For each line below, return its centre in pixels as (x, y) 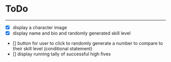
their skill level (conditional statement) (52, 49)
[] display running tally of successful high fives (62, 54)
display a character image (40, 27)
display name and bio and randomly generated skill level (72, 33)
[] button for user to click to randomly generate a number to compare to (88, 43)
